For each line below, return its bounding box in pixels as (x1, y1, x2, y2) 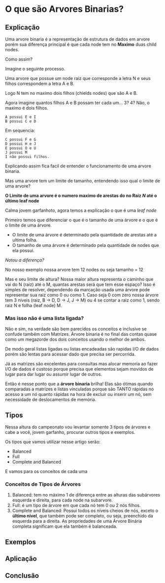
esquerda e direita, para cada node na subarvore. (12, 497, 113, 503)
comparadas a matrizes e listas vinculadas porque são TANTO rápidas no (5, 386, 154, 392)
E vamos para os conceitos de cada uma (5, 468, 88, 474)
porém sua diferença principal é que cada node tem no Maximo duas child (5, 41, 157, 47)
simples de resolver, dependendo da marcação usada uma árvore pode (5, 287, 150, 292)
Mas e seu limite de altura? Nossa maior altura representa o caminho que (5, 276, 154, 282)
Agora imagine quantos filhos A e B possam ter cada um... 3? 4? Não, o (5, 100, 150, 106)
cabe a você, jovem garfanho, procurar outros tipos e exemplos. (5, 429, 135, 435)
